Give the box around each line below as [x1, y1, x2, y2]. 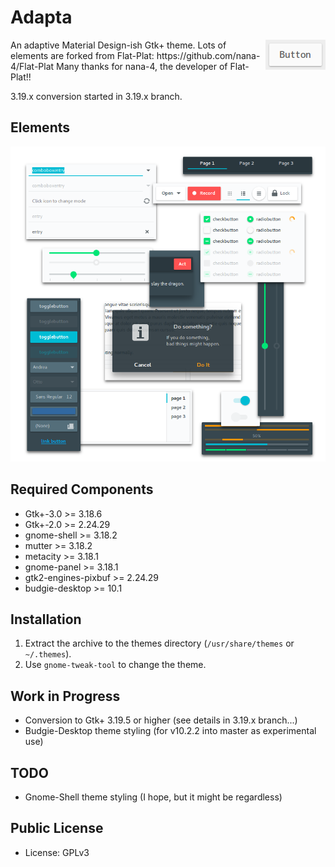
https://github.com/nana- [156, 49, 261, 61]
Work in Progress [10, 687, 121, 705]
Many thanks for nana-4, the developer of [56, 60, 228, 72]
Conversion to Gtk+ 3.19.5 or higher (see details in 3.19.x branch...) [24, 714, 298, 726]
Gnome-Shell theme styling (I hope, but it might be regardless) [24, 791, 283, 803]
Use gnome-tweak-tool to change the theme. [24, 659, 207, 671]
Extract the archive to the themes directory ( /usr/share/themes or [24, 637, 295, 650]
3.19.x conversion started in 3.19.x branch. [10, 90, 183, 102]
